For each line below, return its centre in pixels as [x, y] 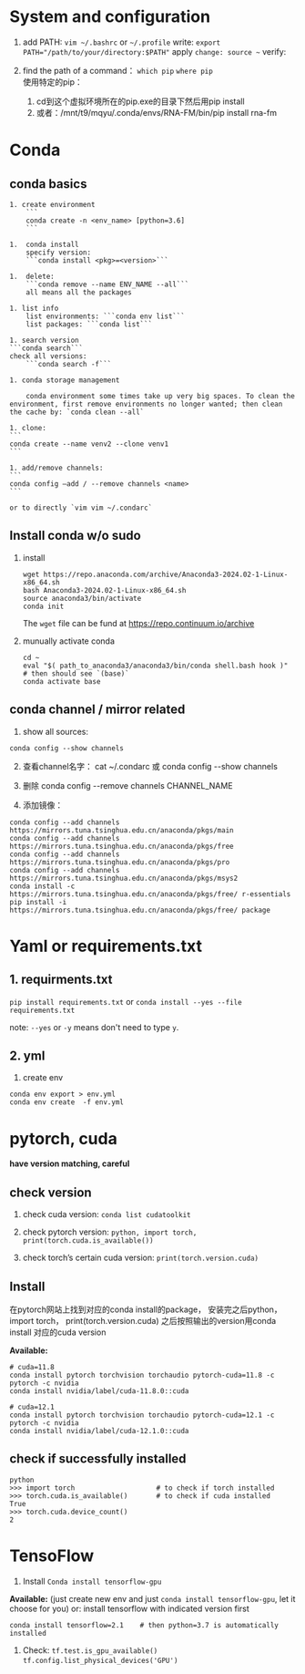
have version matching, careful [70, 1163]
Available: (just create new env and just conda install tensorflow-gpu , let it [152, 1598]
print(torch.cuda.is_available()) [88, 1241]
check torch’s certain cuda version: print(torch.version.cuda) [141, 1258]
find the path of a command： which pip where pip [118, 70]
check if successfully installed [98, 1459]
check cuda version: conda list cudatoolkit [107, 1214]
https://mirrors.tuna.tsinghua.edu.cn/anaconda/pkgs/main [122, 830]
